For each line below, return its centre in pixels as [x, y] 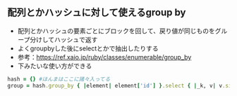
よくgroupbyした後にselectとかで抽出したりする [88, 48]
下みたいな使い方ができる [55, 66]
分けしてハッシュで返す [63, 39]
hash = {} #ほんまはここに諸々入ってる [59, 79]
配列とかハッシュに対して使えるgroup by [97, 13]
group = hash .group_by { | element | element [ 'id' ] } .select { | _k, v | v [115, 85]
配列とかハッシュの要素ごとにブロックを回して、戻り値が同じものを [116, 31]
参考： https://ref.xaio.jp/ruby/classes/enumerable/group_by [104, 57]
